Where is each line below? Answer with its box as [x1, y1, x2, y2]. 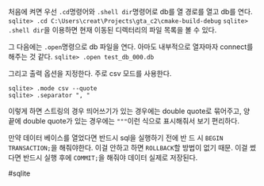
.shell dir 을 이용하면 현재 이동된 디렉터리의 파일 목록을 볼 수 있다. [8, 25, 217, 34]
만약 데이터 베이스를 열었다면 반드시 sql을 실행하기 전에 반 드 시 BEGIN [8, 133, 224, 142]
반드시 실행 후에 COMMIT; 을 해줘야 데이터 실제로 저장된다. [22, 153, 198, 162]
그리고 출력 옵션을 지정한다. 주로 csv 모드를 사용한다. [8, 69, 172, 78]
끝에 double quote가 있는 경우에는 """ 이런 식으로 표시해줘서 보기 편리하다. [8, 116, 240, 125]
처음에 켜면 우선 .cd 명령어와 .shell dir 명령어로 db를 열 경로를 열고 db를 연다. [8, 7, 253, 16]
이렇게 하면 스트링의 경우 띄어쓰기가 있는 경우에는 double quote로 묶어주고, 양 [8, 106, 251, 116]
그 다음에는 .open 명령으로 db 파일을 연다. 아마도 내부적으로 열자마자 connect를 [8, 42, 254, 51]
